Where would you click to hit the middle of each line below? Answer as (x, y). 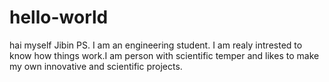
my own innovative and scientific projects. (96, 66)
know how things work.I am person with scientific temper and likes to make (164, 55)
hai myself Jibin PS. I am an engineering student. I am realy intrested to (156, 45)
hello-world (59, 17)
